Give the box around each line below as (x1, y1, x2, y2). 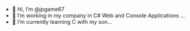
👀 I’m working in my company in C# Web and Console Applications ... (12, 12, 185, 19)
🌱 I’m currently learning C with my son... (12, 18, 112, 25)
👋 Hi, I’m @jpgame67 (12, 6, 65, 13)
